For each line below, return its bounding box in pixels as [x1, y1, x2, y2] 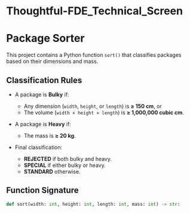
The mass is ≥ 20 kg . [23, 132, 76, 139]
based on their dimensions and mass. [6, 58, 99, 65]
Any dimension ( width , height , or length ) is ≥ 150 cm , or [23, 102, 163, 109]
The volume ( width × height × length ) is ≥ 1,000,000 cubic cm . [23, 109, 184, 116]
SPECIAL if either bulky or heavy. [23, 162, 106, 169]
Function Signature [6, 185, 79, 196]
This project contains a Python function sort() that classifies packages [6, 51, 182, 59]
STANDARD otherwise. [23, 168, 81, 175]
